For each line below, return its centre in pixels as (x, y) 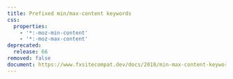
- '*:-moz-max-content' (54, 39)
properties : (31, 26)
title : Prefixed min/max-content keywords (69, 13)
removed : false (29, 58)
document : (21, 65)
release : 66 (31, 52)
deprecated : (24, 45)
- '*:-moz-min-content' (54, 33)
